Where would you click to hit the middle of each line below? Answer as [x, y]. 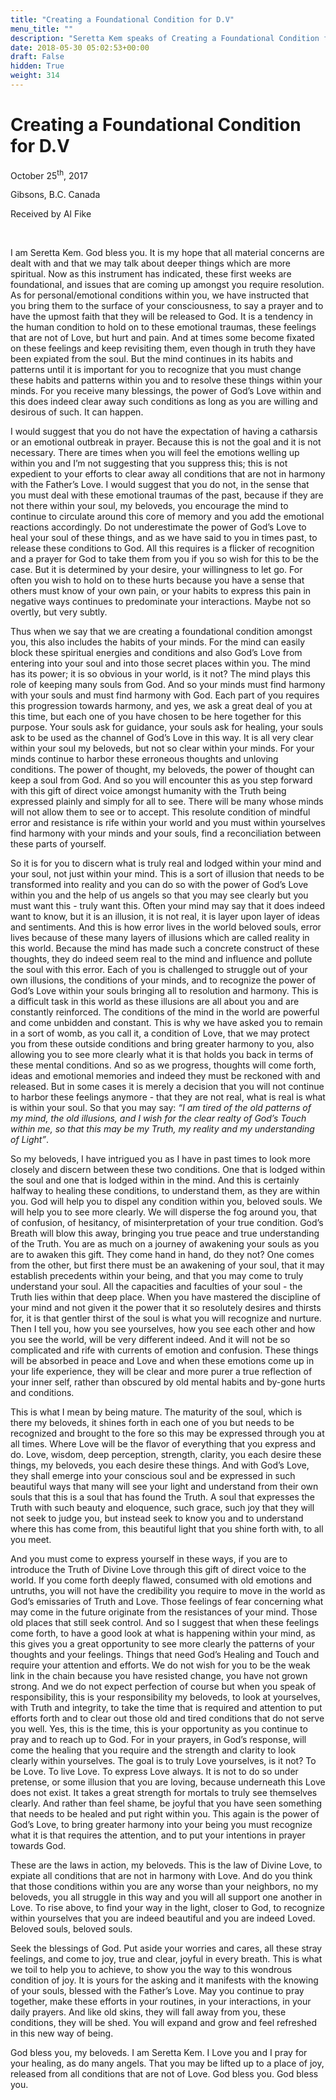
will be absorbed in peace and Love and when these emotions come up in [162, 1361]
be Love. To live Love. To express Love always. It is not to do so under [154, 1772]
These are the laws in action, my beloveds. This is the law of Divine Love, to [166, 1865]
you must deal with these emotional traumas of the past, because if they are [167, 495]
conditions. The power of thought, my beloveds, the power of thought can [162, 770]
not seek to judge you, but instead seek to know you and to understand [157, 1518]
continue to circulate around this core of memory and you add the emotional [167, 517]
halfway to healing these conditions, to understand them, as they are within [165, 1191]
